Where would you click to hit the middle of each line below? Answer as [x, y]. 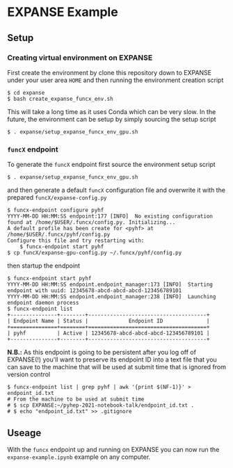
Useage [24, 433]
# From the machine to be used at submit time [76, 400]
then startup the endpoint [44, 266]
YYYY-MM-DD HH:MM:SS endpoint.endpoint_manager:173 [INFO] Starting [110, 285]
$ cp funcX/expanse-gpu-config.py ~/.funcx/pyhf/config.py [95, 253]
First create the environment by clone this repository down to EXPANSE [110, 72]
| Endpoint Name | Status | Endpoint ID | [109, 321]
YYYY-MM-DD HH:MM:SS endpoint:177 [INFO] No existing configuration [110, 216]
